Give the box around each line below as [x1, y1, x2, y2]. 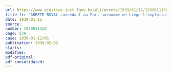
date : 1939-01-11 [5, 17, 42, 22]
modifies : [5, 50, 27, 55]
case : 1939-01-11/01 [5, 36, 50, 41]
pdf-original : [5, 54, 36, 60]
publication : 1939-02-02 [5, 41, 58, 46]
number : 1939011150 [5, 26, 47, 31]
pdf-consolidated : [5, 59, 45, 64]
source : [5, 21, 22, 27]
